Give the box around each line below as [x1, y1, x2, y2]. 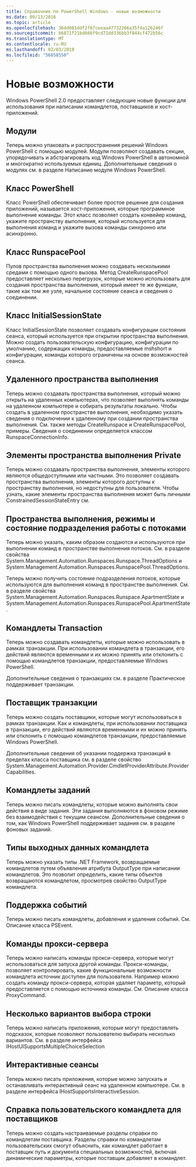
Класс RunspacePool [6, 247, 86, 257]
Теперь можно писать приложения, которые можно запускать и [6, 1075, 167, 1082]
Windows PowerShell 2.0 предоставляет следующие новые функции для [6, 97, 186, 104]
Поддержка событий [6, 900, 87, 910]
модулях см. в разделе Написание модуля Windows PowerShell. [6, 166, 167, 173]
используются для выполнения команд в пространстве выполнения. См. [6, 581, 189, 588]
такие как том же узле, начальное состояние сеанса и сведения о [6, 288, 173, 295]
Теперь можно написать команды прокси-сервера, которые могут [6, 954, 174, 961]
